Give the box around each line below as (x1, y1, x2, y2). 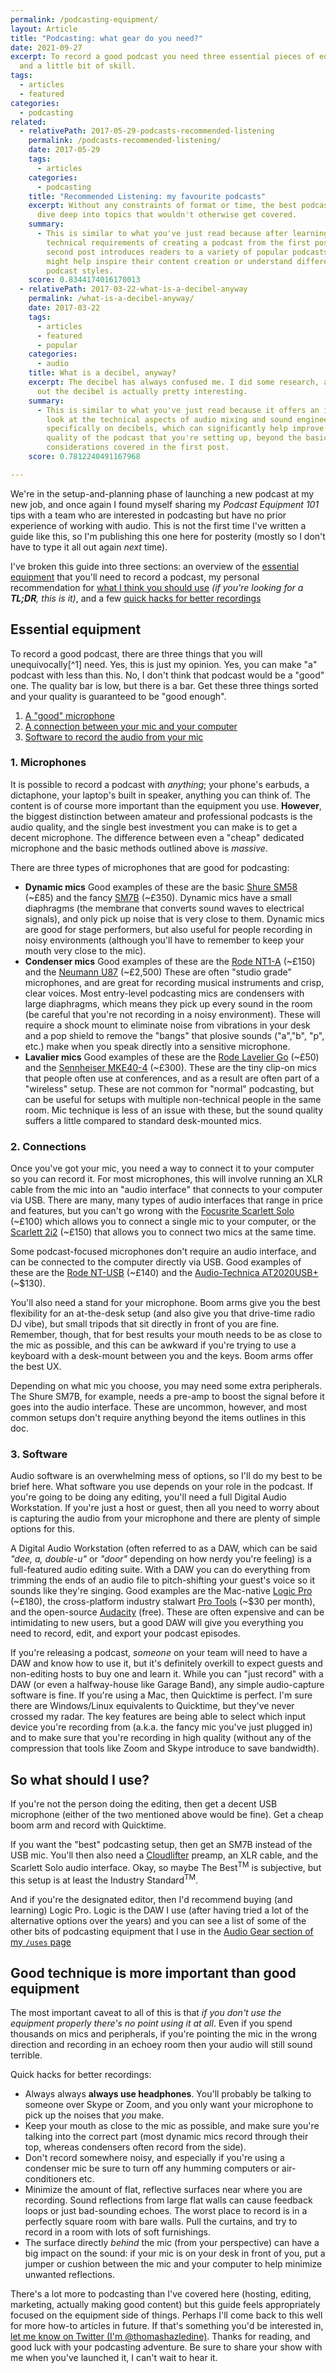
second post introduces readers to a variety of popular (46, 247, 288, 257)
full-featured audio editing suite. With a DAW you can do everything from (10, 1564, 311, 1576)
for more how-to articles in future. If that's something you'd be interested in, (10, 2320, 324, 2332)
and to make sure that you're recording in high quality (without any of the (10, 1732, 312, 1744)
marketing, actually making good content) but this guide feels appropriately (10, 2299, 321, 2311)
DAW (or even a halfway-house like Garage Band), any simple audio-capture (10, 1679, 325, 1691)
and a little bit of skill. (19, 61, 137, 71)
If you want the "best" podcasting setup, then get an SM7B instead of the (10, 1839, 313, 1851)
